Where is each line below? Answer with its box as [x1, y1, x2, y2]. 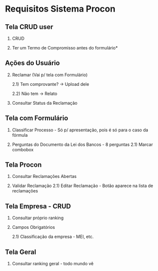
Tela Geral [5, 248, 36, 256]
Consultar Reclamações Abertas [12, 174, 77, 179]
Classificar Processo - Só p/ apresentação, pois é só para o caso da [12, 127, 149, 133]
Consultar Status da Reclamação [12, 100, 78, 106]
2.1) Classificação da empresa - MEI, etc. [12, 234, 94, 239]
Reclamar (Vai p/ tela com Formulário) [12, 72, 88, 78]
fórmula [12, 132, 28, 138]
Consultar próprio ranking [12, 215, 64, 221]
